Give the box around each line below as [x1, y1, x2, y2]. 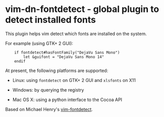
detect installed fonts [5, 14, 96, 25]
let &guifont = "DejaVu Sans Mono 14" [23, 54, 104, 59]
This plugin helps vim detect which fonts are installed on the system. [5, 30, 147, 36]
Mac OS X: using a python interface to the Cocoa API [12, 96, 122, 102]
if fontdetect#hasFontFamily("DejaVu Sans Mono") [14, 50, 120, 55]
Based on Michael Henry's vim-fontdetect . [5, 106, 93, 112]
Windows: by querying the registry [12, 86, 84, 93]
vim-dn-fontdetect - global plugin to [5, 3, 159, 15]
